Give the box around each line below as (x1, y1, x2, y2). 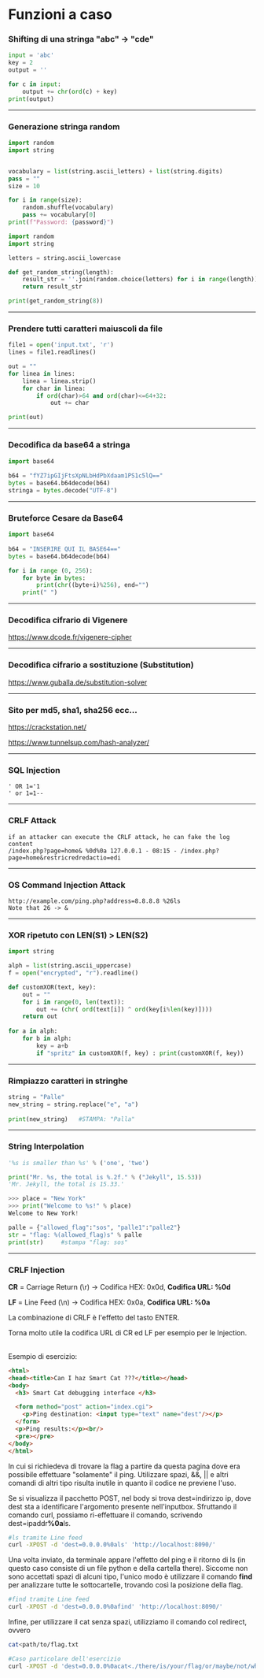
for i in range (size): (8, 196, 82, 204)
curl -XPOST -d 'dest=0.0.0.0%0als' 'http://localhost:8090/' (8, 1541, 216, 1549)
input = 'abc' (8, 51, 55, 60)
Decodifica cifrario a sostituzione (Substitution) (8, 659, 194, 670)
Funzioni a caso (8, 6, 112, 24)
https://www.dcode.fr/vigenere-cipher (8, 633, 132, 642)
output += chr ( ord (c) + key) (22, 87, 118, 95)
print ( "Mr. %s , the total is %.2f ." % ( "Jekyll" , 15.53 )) (8, 1173, 202, 1181)
